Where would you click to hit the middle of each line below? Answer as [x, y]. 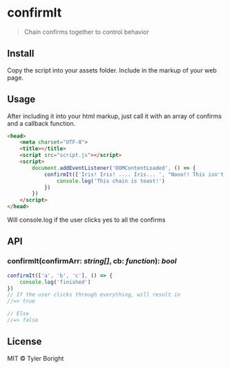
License [25, 342]
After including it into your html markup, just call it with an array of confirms [115, 116]
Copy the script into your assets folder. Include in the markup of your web [112, 70]
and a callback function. [41, 123]
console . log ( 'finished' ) [55, 282]
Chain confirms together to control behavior [87, 32]
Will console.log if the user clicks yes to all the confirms [86, 220]
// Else [18, 314]
